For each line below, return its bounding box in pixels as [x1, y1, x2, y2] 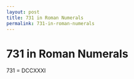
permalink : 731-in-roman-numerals [6, 20, 95, 26]
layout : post [6, 9, 40, 15]
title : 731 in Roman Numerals [6, 15, 84, 21]
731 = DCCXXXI [6, 67, 46, 74]
